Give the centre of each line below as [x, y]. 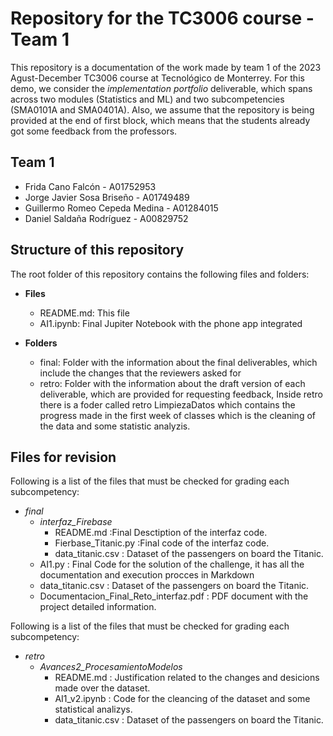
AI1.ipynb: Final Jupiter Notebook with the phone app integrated [171, 323]
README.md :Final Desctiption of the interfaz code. [161, 533]
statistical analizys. [93, 709]
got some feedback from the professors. [94, 131]
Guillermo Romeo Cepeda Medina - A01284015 [121, 208]
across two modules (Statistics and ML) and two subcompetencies [147, 99]
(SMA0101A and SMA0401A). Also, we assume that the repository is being [162, 109]
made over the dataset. [102, 688]
